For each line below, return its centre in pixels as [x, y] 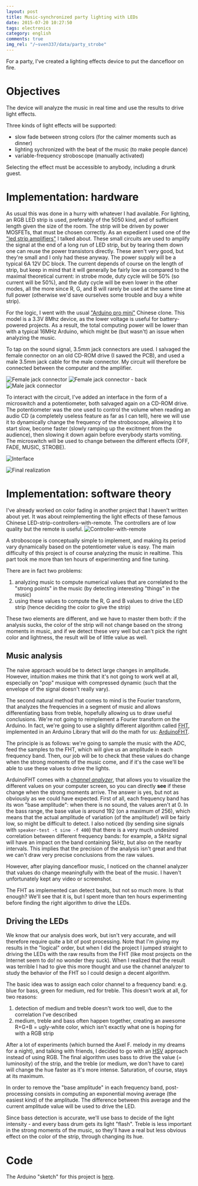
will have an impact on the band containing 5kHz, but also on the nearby [94, 842]
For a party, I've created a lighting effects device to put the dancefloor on [95, 61]
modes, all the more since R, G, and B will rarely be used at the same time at [98, 288]
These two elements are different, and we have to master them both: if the [96, 618]
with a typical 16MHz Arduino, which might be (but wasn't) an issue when [95, 331]
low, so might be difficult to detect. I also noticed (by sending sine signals [95, 823]
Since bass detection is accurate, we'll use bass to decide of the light [90, 1118]
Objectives [33, 91]
